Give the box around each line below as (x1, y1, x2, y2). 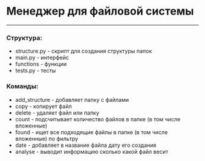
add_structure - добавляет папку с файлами (15, 96, 129, 103)
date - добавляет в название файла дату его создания (15, 141, 157, 149)
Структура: (6, 34, 43, 42)
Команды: (6, 82, 38, 91)
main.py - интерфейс (15, 54, 69, 62)
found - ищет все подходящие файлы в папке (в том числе (15, 128, 168, 135)
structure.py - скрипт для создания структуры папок (15, 48, 153, 55)
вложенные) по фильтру (15, 135, 78, 142)
